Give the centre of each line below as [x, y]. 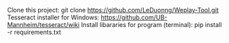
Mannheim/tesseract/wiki [43, 25]
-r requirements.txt [34, 32]
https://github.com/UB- [134, 17]
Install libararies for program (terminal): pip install [151, 25]
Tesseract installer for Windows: [53, 17]
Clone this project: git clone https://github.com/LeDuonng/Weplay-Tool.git [113, 10]
